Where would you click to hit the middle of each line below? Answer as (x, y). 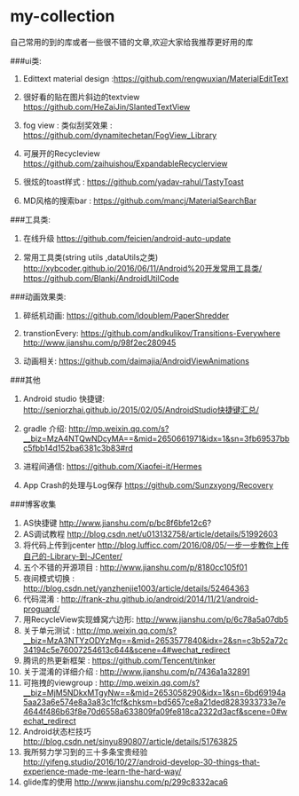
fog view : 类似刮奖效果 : (67, 125)
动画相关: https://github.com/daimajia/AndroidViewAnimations (136, 360)
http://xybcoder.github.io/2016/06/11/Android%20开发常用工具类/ (142, 268)
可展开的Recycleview (61, 154)
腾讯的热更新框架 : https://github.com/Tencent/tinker (119, 660)
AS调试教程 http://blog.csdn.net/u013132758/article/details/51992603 (150, 533)
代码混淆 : (41, 599)
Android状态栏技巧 (57, 731)
